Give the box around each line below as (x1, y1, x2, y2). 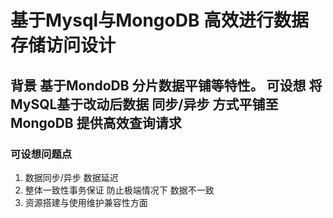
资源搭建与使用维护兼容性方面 (24, 196, 148, 208)
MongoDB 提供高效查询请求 (10, 114, 182, 131)
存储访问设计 (10, 34, 117, 57)
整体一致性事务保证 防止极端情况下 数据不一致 (24, 184, 215, 196)
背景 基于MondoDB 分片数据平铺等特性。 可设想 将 (10, 77, 323, 94)
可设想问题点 (10, 147, 73, 161)
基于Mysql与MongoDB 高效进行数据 (10, 9, 310, 32)
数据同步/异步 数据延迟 (24, 171, 119, 183)
